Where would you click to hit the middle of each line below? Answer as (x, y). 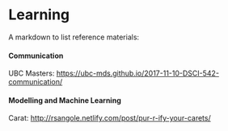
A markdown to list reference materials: (74, 37)
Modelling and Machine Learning (65, 100)
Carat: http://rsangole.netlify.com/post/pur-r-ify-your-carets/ (110, 118)
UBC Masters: (32, 73)
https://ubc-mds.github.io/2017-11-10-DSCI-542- (138, 73)
